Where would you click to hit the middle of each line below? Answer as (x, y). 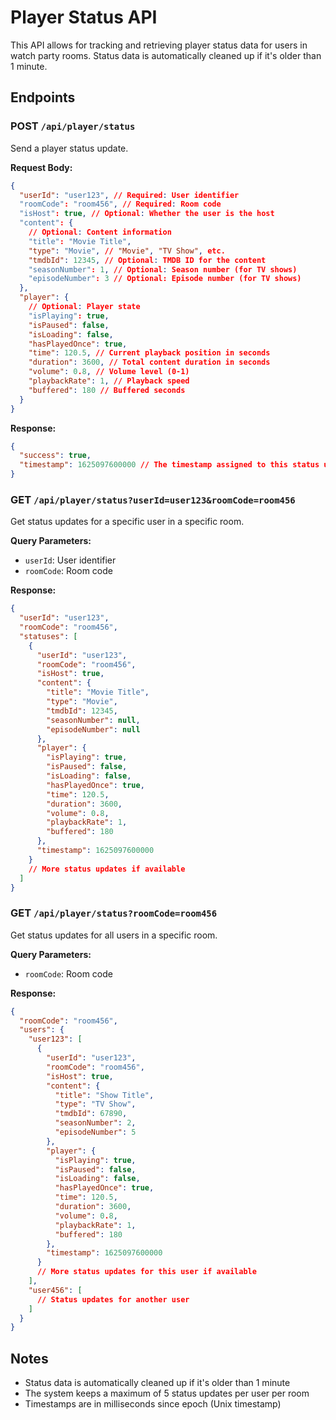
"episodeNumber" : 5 (95, 1132)
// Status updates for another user (113, 1299)
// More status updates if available (107, 869)
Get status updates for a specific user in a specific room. (127, 522)
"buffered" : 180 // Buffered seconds (107, 390)
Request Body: (41, 167)
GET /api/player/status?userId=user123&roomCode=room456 (153, 499)
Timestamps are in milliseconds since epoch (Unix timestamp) (153, 1404)
